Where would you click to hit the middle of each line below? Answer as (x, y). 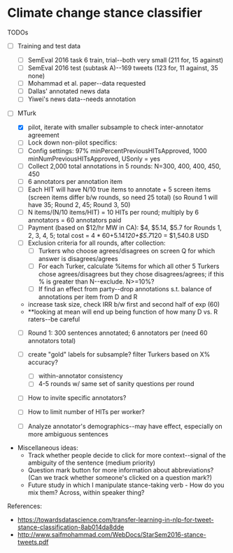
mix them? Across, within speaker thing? (86, 492)
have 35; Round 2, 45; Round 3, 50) (79, 204)
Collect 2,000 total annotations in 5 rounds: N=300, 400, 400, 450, (125, 166)
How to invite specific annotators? (77, 398)
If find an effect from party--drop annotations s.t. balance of (125, 289)
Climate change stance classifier (105, 13)
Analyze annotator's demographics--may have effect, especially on (125, 426)
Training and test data (49, 46)
